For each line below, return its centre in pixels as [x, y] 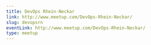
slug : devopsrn [25, 22]
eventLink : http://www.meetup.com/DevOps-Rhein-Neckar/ [76, 28]
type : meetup [22, 33]
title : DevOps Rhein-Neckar [41, 11]
